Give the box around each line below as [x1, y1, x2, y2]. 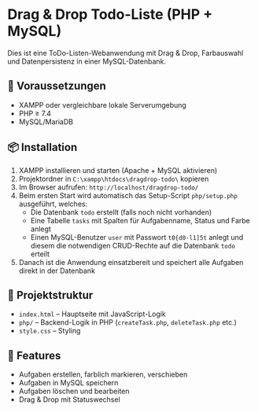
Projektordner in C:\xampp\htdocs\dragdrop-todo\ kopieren [18, 174, 209, 183]
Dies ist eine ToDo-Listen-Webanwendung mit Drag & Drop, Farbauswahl [7, 48, 244, 57]
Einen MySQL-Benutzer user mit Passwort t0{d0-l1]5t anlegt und [30, 232, 244, 241]
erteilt [30, 249, 50, 259]
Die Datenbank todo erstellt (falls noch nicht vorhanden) [30, 207, 212, 217]
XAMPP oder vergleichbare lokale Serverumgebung [18, 100, 186, 109]
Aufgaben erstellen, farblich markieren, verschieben [18, 370, 188, 379]
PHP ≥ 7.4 [18, 109, 52, 118]
